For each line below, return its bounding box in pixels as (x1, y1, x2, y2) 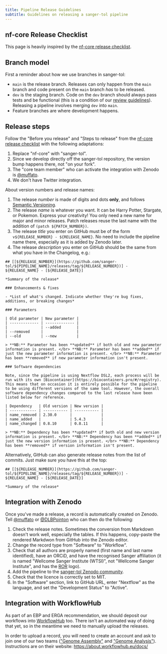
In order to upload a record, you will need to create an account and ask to (5, 632, 156, 638)
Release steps (5, 122, 50, 130)
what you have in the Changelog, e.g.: (12, 249, 91, 255)
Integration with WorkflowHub (5, 599, 101, 607)
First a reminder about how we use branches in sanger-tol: (5, 71, 126, 77)
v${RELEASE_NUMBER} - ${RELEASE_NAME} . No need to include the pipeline (12, 233, 160, 239)
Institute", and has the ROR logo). (12, 563, 81, 569)
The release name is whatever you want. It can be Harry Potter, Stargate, (12, 207, 163, 213)
